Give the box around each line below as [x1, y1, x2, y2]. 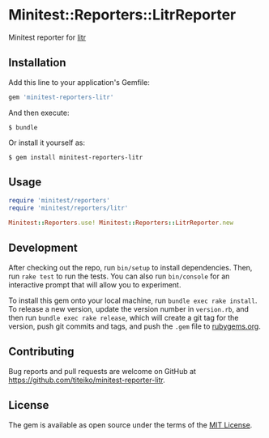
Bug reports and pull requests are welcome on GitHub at [8, 366, 197, 376]
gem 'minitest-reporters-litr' [8, 93, 114, 101]
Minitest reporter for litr [8, 32, 87, 42]
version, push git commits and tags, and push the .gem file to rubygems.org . [8, 321, 262, 331]
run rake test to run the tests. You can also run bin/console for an [8, 271, 230, 281]
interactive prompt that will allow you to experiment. [8, 279, 181, 289]
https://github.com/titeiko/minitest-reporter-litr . [8, 375, 165, 385]
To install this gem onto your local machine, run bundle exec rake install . [8, 296, 258, 305]
